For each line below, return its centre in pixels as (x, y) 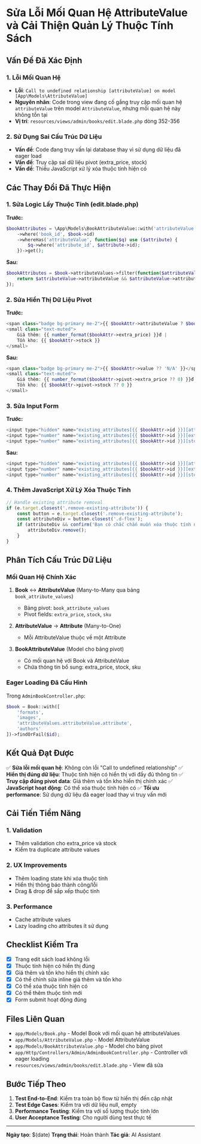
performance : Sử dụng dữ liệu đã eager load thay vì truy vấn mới (86, 794)
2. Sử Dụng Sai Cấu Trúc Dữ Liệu (54, 136)
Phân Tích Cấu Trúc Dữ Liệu (59, 560)
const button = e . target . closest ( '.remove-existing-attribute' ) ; (100, 514)
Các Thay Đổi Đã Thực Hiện (59, 188)
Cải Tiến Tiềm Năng (44, 813)
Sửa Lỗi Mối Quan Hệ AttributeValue (97, 13)
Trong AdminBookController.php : (46, 696)
